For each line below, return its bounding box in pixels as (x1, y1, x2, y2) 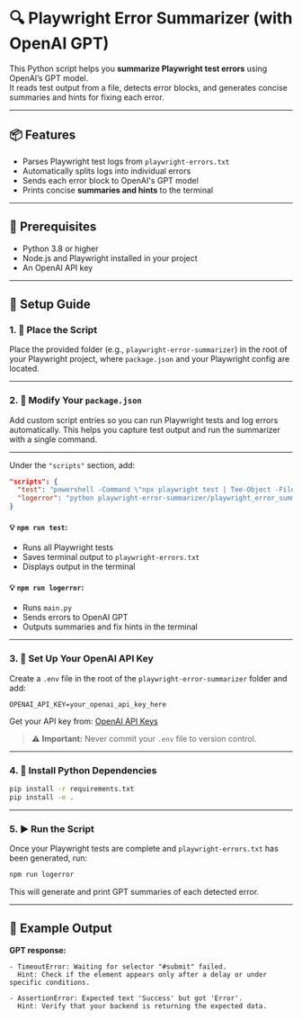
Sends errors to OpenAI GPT (22, 612, 129, 623)
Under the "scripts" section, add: (9, 459, 136, 470)
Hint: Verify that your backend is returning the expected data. (17, 1001, 268, 1010)
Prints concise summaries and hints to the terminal (22, 185, 214, 195)
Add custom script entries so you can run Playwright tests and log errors (9, 414, 279, 425)
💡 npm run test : (9, 521, 68, 532)
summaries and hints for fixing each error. (9, 92, 164, 103)
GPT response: (9, 944, 67, 955)
